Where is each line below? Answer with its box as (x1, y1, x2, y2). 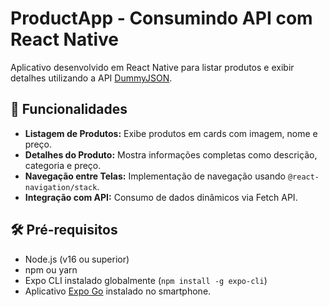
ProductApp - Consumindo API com (10, 7, 313, 30)
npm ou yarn (24, 263, 78, 276)
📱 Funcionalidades (10, 101, 128, 118)
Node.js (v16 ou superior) (24, 253, 130, 265)
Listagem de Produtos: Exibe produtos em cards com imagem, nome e (24, 127, 318, 139)
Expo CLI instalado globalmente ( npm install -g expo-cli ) (24, 274, 268, 286)
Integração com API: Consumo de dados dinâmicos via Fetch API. (24, 191, 298, 203)
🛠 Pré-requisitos (10, 222, 118, 239)
